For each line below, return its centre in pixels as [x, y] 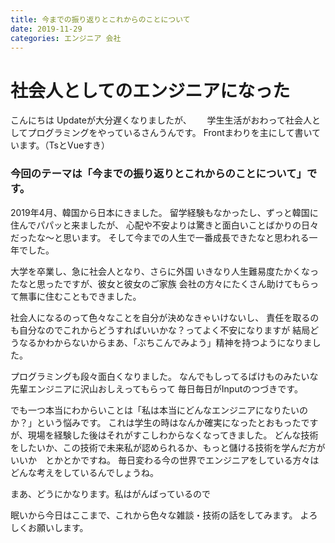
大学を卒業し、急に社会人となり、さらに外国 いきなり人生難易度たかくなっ [164, 271]
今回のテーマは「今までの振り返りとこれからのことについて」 [158, 174]
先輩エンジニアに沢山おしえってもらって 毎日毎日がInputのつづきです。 [154, 388]
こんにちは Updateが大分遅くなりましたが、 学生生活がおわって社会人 [161, 120]
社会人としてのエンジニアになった [150, 90]
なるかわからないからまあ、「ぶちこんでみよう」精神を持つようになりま [165, 342]
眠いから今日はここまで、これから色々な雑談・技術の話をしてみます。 [154, 515]
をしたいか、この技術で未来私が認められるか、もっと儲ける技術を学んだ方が [168, 447]
